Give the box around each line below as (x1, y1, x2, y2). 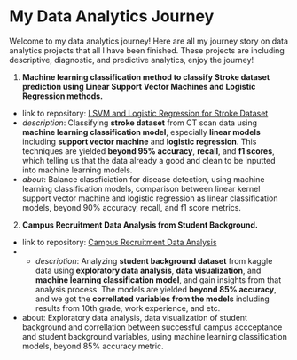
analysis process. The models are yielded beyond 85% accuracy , (35, 284, 277, 294)
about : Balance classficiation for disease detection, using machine (21, 173, 265, 184)
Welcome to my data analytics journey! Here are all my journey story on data (9, 36, 289, 46)
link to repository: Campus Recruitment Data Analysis (21, 236, 217, 247)
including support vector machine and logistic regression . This (21, 136, 257, 147)
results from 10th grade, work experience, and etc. (35, 302, 221, 313)
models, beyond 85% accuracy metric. (21, 340, 164, 351)
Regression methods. (21, 91, 104, 101)
